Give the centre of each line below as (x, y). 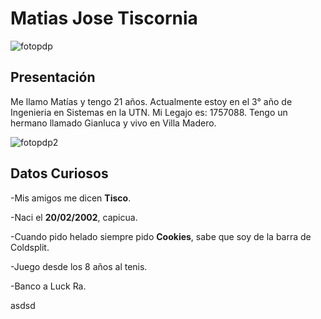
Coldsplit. (30, 247)
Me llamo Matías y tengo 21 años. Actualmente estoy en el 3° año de (151, 101)
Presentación (53, 77)
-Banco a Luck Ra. (48, 286)
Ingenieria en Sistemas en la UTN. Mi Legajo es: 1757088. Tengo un (149, 112)
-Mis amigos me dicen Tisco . (71, 198)
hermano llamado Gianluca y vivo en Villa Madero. (113, 123)
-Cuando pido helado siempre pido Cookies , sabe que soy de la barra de (161, 236)
